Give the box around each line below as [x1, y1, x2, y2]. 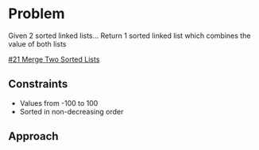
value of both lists [8, 39, 67, 48]
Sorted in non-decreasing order [19, 107, 124, 116]
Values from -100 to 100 [19, 98, 99, 107]
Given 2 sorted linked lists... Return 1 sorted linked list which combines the [8, 31, 251, 40]
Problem [8, 5, 65, 23]
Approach [8, 129, 59, 143]
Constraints [8, 77, 68, 91]
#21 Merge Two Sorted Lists [8, 54, 100, 64]
